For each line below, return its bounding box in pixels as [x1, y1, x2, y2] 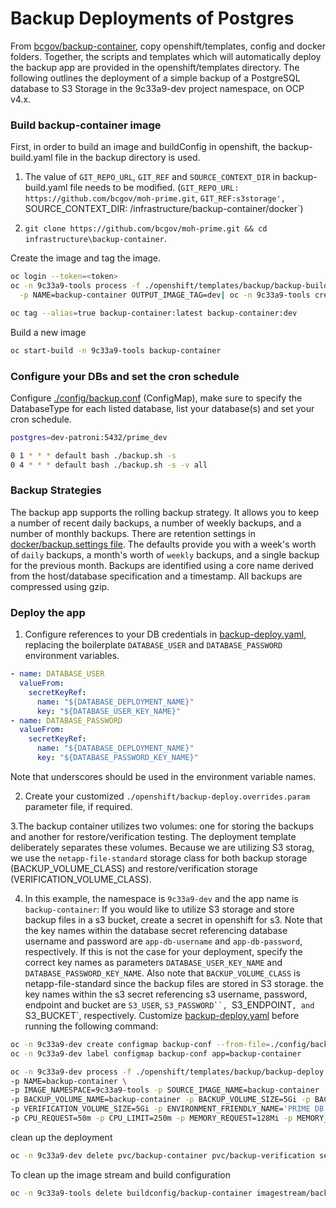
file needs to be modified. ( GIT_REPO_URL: [69, 182, 240, 194]
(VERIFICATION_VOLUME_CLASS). [10, 873, 152, 885]
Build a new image [10, 326, 87, 338]
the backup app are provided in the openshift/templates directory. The [10, 61, 300, 73]
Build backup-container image [10, 118, 162, 132]
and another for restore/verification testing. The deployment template [10, 830, 297, 842]
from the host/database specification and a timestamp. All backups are [10, 570, 303, 582]
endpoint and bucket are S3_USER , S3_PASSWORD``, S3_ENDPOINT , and [24, 998, 315, 1011]
